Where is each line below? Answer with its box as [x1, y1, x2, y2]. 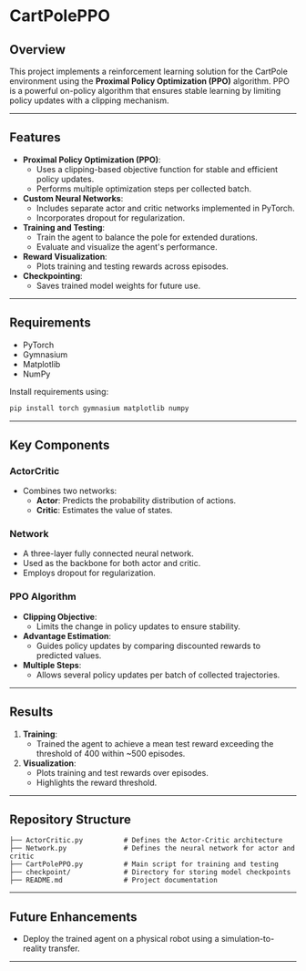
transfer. [48, 943, 80, 954]
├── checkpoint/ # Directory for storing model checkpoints [9, 868, 291, 877]
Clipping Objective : [22, 611, 97, 622]
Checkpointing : [22, 270, 84, 281]
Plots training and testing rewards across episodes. [36, 261, 229, 272]
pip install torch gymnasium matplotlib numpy [9, 403, 189, 413]
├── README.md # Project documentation [9, 876, 219, 885]
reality [22, 943, 47, 954]
